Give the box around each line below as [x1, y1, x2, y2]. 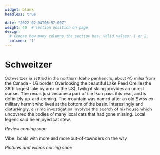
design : [5, 30, 21, 34]
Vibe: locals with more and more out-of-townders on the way [5, 135, 127, 141]
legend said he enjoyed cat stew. [5, 116, 71, 122]
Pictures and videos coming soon [5, 144, 72, 150]
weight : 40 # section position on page [5, 25, 89, 30]
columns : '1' [9, 38, 36, 44]
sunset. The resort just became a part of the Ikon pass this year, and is [5, 91, 147, 96]
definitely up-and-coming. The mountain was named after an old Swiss [5, 95, 147, 102]
